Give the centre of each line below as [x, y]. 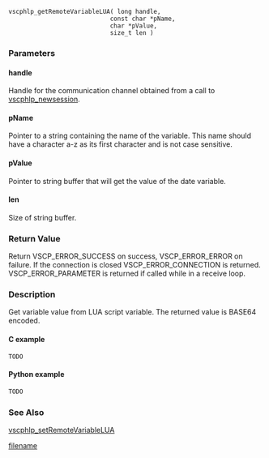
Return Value [34, 238]
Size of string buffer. [43, 217]
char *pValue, [134, 26]
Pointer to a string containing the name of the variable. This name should [130, 136]
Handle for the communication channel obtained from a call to [112, 91]
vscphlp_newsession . [44, 99]
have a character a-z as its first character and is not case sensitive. [121, 144]
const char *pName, [143, 19]
